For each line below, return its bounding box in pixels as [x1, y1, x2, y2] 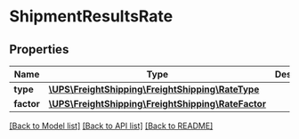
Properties [9, 42, 69, 57]
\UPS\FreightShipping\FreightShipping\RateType [48, 83, 260, 95]
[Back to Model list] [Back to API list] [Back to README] [9, 120, 214, 131]
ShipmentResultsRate [9, 6, 174, 27]
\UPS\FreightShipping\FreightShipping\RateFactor [48, 98, 267, 110]
